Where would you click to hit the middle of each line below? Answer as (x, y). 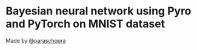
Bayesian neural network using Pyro (98, 11)
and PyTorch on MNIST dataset (85, 24)
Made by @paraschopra (36, 40)
